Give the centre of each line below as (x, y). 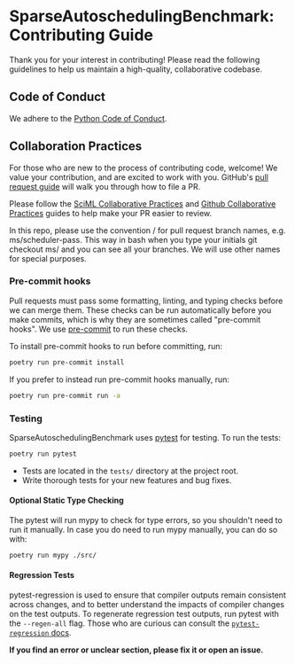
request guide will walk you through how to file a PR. (105, 186)
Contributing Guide (81, 35)
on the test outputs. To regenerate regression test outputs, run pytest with (144, 614)
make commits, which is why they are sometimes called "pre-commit (135, 319)
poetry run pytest (43, 454)
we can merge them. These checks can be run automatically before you (140, 310)
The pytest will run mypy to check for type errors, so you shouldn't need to (146, 519)
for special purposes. (48, 258)
